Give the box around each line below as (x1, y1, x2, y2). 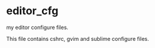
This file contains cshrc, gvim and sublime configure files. (6, 35, 149, 42)
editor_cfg (6, 4, 59, 18)
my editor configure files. (6, 24, 68, 31)
